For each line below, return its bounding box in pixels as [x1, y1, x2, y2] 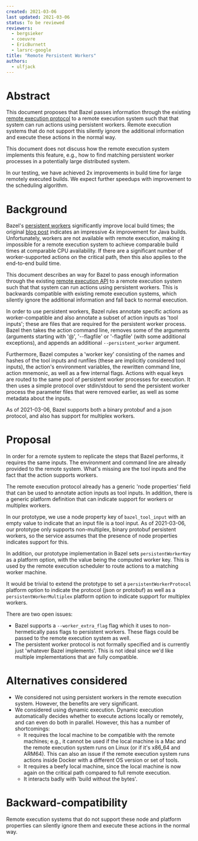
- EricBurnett [11, 42, 46, 48]
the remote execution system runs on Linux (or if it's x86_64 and [23, 744, 180, 751]
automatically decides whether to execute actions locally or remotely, [14, 713, 184, 720]
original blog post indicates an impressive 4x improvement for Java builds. [6, 228, 187, 235]
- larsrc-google [11, 47, 51, 53]
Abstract [6, 89, 50, 102]
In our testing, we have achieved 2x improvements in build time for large [6, 169, 182, 176]
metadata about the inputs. [6, 394, 72, 402]
